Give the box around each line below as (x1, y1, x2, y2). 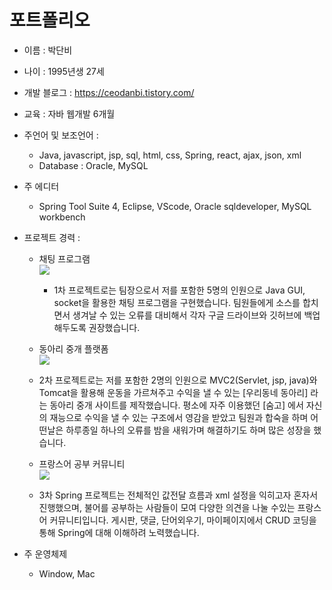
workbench (38, 211, 86, 223)
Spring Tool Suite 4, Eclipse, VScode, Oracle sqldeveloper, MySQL (38, 200, 312, 212)
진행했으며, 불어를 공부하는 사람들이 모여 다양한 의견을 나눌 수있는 (38, 501, 296, 513)
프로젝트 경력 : (23, 231, 81, 243)
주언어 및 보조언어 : (23, 129, 99, 141)
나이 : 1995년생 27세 (23, 65, 105, 77)
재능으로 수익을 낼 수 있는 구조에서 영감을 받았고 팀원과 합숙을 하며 (49, 411, 309, 423)
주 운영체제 (23, 547, 68, 560)
